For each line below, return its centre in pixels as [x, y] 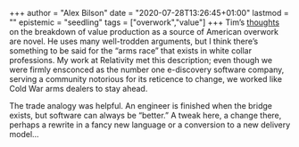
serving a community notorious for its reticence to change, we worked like [146, 79]
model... [24, 134]
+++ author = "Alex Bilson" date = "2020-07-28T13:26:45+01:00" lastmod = [149, 13]
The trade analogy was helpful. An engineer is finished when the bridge [141, 106]
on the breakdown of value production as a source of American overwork [144, 32]
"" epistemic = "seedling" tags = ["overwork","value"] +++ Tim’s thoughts [144, 22]
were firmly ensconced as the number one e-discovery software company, [147, 69]
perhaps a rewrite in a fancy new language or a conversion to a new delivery [150, 125]
